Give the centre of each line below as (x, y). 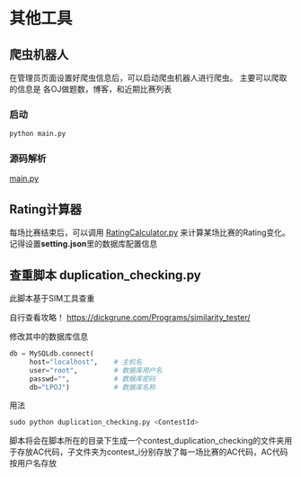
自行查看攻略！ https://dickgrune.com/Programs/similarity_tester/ (130, 318)
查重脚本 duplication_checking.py (106, 275)
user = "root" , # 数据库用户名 (96, 370)
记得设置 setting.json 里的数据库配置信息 (84, 244)
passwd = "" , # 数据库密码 (92, 379)
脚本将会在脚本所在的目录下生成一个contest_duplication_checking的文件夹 (147, 441)
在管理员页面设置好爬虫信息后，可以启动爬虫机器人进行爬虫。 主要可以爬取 (148, 78)
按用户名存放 (33, 463)
